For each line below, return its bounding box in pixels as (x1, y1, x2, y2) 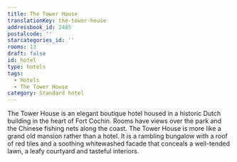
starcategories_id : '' (7, 37, 75, 44)
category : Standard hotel (7, 90, 84, 97)
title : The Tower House (7, 10, 78, 18)
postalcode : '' (7, 30, 53, 38)
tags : (7, 70, 23, 77)
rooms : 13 (7, 43, 37, 50)
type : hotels (7, 63, 46, 70)
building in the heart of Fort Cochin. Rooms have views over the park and (7, 117, 222, 125)
